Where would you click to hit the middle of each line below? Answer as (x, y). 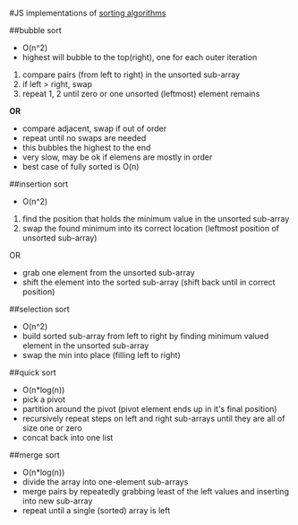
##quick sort (33, 372)
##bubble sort (36, 30)
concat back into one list (68, 437)
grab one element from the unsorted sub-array (108, 272)
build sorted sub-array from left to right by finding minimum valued (145, 336)
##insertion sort (39, 184)
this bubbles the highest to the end (86, 148)
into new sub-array (57, 501)
